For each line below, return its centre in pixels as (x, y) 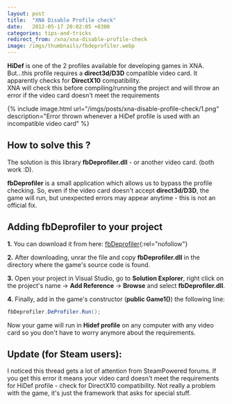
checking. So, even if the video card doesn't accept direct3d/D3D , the (108, 190)
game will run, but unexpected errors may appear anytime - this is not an (111, 197)
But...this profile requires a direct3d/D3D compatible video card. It (102, 73)
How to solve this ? (49, 146)
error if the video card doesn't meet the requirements (83, 95)
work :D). (20, 169)
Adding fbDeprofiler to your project (85, 227)
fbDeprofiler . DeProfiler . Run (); (54, 312)
